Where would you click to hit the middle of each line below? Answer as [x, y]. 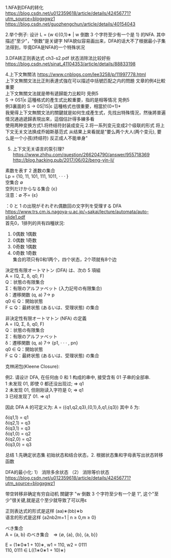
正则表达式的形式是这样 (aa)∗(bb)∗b [44, 511]
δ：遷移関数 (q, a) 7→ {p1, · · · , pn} [42, 343]
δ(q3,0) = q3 [19, 444]
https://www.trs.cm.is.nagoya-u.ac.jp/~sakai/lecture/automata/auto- [77, 211]
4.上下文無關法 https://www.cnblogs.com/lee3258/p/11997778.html [76, 74]
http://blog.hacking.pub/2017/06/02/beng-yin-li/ [63, 160]
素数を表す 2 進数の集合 [30, 170]
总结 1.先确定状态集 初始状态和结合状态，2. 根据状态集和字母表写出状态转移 [84, 455]
